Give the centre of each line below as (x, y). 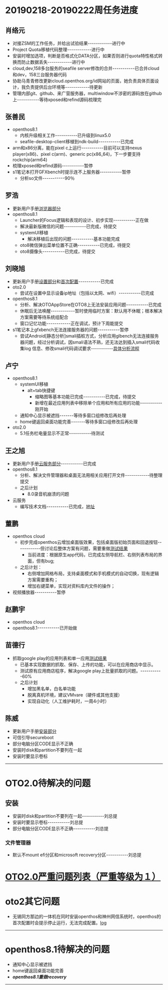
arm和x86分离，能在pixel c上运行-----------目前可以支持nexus (77, 148)
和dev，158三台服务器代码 (39, 75)
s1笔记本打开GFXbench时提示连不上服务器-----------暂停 (71, 172)
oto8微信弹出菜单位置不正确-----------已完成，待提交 (75, 245)
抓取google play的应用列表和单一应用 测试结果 (59, 658)
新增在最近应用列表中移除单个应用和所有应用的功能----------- (98, 403)
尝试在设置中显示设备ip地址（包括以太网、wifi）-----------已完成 (87, 293)
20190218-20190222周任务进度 (72, 10)
